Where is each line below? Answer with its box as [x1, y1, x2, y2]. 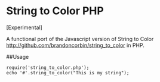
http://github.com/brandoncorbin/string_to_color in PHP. [6, 42, 144, 49]
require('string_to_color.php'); [6, 64, 90, 71]
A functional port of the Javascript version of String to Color [6, 35, 154, 42]
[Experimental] [6, 24, 43, 31]
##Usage [6, 53, 29, 60]
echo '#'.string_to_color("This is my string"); [6, 70, 130, 75]
